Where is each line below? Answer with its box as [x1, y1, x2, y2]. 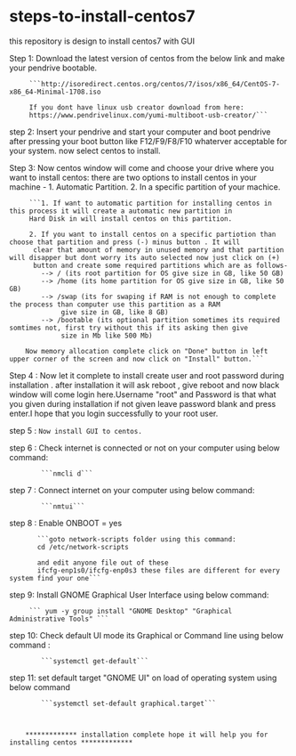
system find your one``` [9, 573, 101, 582]
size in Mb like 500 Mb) [60, 331, 153, 340]
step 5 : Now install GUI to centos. [9, 425, 142, 435]
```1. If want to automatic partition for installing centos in [28, 199, 273, 207]
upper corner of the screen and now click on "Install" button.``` [9, 354, 265, 363]
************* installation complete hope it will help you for [25, 730, 268, 739]
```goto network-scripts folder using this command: [36, 534, 237, 544]
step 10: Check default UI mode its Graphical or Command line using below [9, 630, 284, 640]
